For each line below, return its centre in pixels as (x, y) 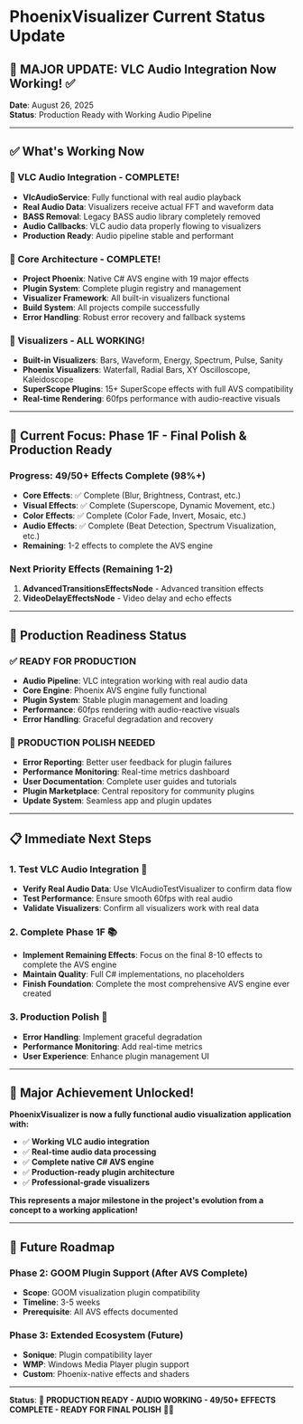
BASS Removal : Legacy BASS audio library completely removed (142, 216)
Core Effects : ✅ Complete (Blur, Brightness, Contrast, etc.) (132, 495)
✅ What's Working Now (77, 152)
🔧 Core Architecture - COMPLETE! (85, 259)
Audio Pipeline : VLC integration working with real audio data (135, 680)
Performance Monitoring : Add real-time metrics (112, 1046)
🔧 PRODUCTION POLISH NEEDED (83, 742)
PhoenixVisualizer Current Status (138, 17)
